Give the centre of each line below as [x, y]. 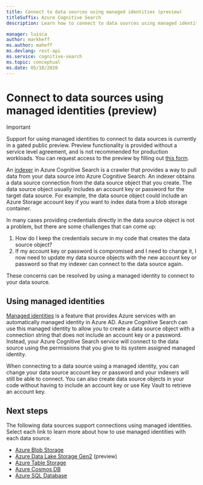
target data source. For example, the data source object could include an [97, 196]
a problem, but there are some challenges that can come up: [82, 227]
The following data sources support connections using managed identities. [99, 425]
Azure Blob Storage [39, 450]
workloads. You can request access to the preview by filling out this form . [98, 158]
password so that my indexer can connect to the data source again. [99, 264]
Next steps [27, 411]
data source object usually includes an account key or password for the [95, 189]
